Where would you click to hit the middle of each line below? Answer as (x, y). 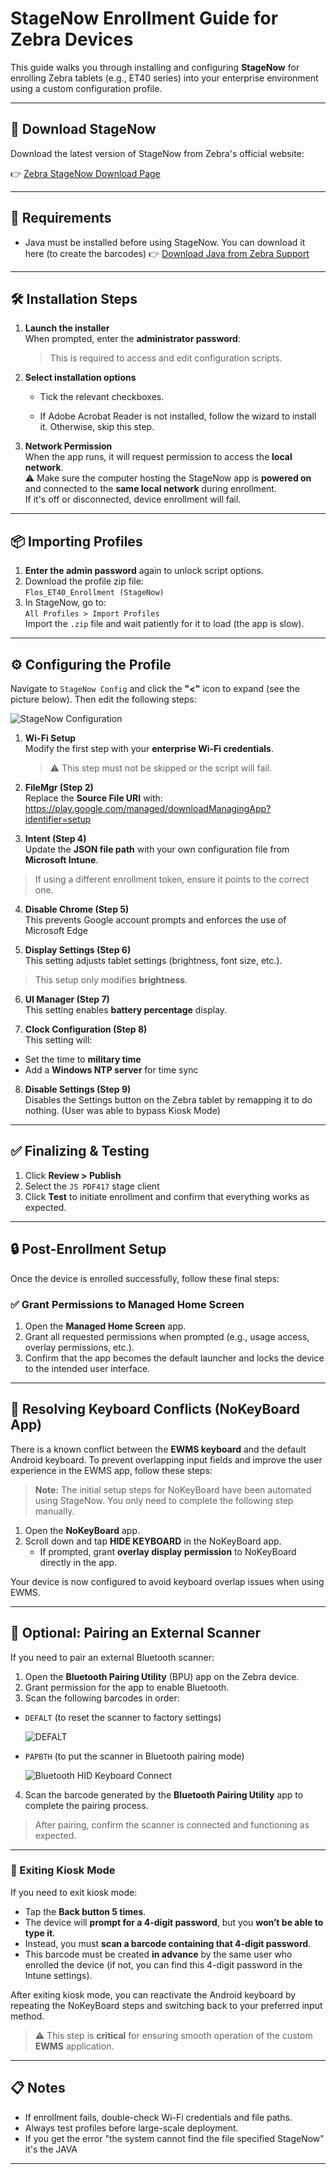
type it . (40, 1933)
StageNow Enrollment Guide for (144, 18)
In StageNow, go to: (65, 603)
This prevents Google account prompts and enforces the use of (155, 920)
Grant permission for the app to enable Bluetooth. (127, 1687)
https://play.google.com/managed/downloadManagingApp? (148, 808)
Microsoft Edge (56, 930)
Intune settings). (58, 1975)
